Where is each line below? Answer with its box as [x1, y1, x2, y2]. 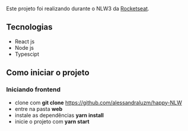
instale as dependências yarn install [14, 111, 104, 119]
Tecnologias [6, 22, 53, 32]
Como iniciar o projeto [6, 68, 90, 78]
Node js [14, 44, 34, 51]
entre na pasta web [14, 105, 63, 112]
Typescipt [14, 50, 40, 57]
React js [14, 38, 35, 45]
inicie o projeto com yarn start [14, 118, 90, 125]
